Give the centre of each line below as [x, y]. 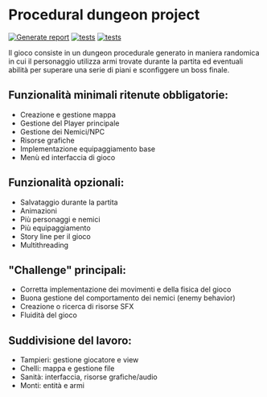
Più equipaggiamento [55, 228]
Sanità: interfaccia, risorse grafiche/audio [89, 377]
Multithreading [44, 245]
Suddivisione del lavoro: [70, 340]
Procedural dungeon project [104, 15]
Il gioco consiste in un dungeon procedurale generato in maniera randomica [134, 52]
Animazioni [39, 210]
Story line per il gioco [55, 236]
